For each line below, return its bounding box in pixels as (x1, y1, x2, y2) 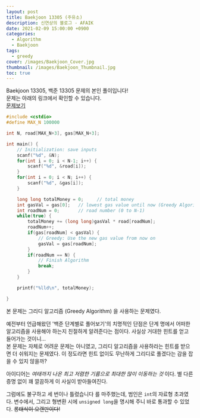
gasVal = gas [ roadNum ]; (37, 240, 97, 247)
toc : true (6, 70, 31, 76)
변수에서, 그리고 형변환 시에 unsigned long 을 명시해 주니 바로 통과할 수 (14, 398, 179, 405)
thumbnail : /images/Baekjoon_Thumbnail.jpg (6, 64, 116, 71)
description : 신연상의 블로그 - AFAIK (6, 20, 94, 26)
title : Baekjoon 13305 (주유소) (6, 14, 83, 20)
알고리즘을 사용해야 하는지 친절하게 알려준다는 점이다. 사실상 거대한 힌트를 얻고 (6, 327, 189, 335)
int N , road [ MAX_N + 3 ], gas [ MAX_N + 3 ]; (6, 130, 100, 136)
